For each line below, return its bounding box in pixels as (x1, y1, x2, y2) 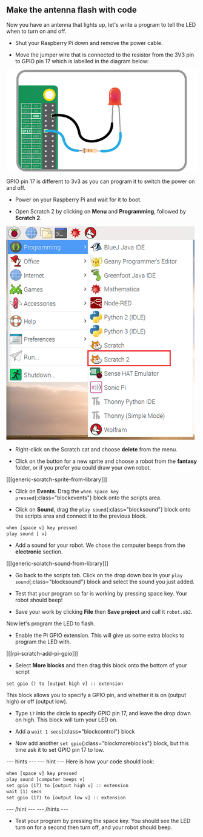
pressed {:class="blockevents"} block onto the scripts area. (15, 494, 162, 501)
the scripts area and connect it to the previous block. (15, 512, 147, 519)
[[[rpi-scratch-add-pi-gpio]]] (6, 650, 78, 657)
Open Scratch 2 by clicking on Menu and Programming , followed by (15, 207, 186, 215)
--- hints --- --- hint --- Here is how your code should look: (6, 757, 155, 765)
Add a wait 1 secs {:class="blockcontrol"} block (15, 728, 135, 735)
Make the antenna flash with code (6, 5, 138, 15)
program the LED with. (15, 638, 72, 645)
